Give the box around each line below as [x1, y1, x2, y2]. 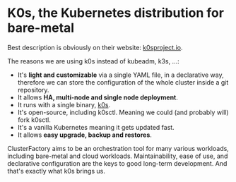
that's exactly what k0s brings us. [7, 166, 106, 175]
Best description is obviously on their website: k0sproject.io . [7, 43, 183, 51]
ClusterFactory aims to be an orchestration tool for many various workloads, [7, 144, 230, 152]
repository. [17, 85, 49, 94]
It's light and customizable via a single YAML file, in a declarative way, [17, 71, 224, 79]
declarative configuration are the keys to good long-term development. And [7, 159, 228, 167]
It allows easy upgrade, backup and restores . [17, 131, 152, 139]
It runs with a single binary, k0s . [17, 100, 111, 109]
